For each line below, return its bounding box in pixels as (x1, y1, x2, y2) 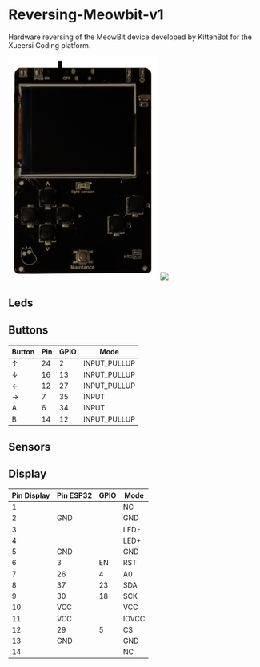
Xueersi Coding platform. (8, 40, 91, 50)
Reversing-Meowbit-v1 (8, 6, 164, 24)
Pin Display (11, 491, 50, 500)
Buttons (8, 323, 49, 338)
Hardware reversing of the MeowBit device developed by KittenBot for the (8, 32, 252, 42)
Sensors (8, 439, 51, 454)
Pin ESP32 (57, 491, 93, 500)
